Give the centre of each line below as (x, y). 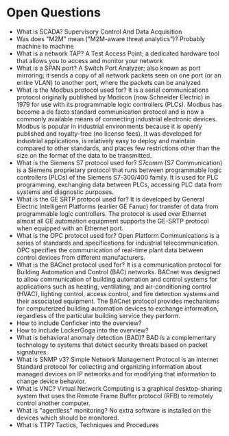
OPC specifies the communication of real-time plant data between (110, 250)
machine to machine (45, 46)
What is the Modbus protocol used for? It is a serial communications (112, 90)
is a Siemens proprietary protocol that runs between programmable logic (119, 170)
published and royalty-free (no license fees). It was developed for (109, 133)
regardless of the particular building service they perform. (98, 315)
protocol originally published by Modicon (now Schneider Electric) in (113, 97)
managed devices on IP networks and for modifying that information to (116, 374)
